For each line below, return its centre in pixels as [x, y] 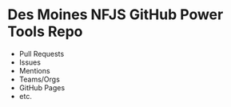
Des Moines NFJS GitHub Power [115, 15]
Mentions [34, 70]
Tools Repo [45, 32]
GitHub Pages [42, 87]
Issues [30, 62]
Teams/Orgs [40, 79]
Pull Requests [42, 53]
